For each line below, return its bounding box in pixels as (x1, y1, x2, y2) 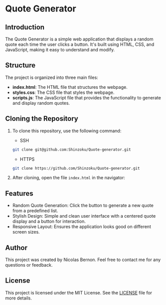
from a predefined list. (12, 208, 58, 214)
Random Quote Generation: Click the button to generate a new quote (12, 203, 154, 209)
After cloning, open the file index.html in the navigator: (12, 175, 126, 181)
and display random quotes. (12, 100, 70, 106)
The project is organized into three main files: (5, 74, 98, 80)
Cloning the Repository (5, 114, 78, 123)
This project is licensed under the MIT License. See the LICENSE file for (5, 290, 153, 296)
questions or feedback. (5, 262, 53, 268)
